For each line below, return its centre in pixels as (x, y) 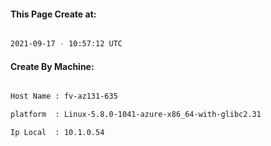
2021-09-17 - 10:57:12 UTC (66, 44)
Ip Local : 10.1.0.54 (57, 133)
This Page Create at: (53, 14)
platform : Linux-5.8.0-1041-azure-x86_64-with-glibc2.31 (136, 115)
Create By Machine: (52, 66)
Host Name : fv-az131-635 (64, 96)
